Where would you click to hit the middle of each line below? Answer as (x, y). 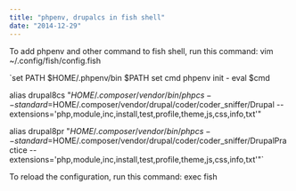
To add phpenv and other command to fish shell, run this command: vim (141, 51)
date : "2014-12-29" (45, 26)
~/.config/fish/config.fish (55, 60)
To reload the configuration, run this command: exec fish (114, 176)
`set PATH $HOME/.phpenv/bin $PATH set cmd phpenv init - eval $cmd (140, 77)
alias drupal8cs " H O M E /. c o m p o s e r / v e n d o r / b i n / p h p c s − (111, 95)
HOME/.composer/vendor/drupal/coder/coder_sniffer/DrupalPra (170, 140)
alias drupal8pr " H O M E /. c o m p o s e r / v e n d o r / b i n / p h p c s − (110, 131)
